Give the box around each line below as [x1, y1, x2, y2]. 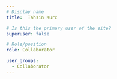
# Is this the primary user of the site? [6, 25, 112, 31]
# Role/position [6, 41, 47, 48]
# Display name [6, 8, 44, 15]
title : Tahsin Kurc [6, 14, 58, 20]
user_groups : [6, 58, 39, 64]
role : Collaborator [6, 47, 55, 53]
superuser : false [6, 31, 50, 37]
